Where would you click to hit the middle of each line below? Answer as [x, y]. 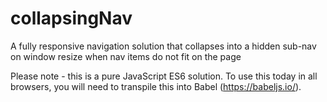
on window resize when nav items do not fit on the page [126, 56]
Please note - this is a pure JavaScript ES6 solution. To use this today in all [164, 76]
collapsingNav [71, 18]
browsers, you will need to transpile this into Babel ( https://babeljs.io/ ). [156, 86]
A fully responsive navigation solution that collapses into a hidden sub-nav [163, 46]
